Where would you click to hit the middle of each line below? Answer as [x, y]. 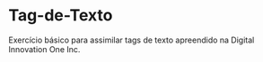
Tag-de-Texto [61, 15]
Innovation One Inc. [44, 49]
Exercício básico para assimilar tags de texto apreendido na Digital [131, 40]
